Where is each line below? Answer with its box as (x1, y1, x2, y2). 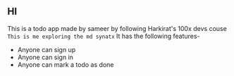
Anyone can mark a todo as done (17, 60, 114, 69)
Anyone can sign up (17, 45, 76, 53)
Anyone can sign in (17, 53, 74, 61)
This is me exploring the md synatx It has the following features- (7, 32, 200, 40)
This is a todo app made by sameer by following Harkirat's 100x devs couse (7, 24, 227, 32)
